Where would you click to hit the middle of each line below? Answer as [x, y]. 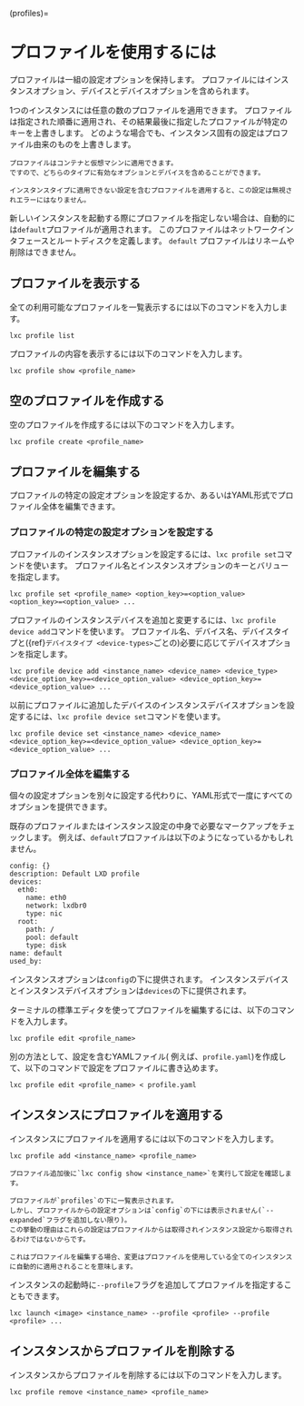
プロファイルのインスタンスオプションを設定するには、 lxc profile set [143, 554]
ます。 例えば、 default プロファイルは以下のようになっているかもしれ [163, 837]
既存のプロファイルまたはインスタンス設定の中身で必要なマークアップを [144, 826]
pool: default [52, 937]
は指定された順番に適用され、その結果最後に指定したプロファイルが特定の [149, 121]
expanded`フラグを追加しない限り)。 [70, 1220]
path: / [40, 929]
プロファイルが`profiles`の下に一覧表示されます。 [94, 1201]
